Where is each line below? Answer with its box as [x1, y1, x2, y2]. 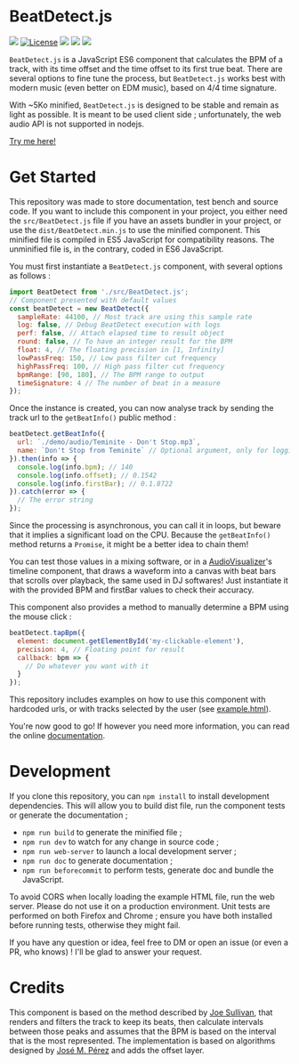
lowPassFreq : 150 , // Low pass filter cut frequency [17, 353, 217, 362]
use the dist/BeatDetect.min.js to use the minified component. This [9, 224, 261, 235]
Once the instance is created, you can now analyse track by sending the [9, 403, 274, 414]
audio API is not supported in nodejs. [9, 118, 145, 129]
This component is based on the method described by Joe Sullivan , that [9, 1007, 273, 1018]
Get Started [9, 167, 96, 188]
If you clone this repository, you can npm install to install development [9, 791, 270, 802]
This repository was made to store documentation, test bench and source [9, 196, 279, 206]
